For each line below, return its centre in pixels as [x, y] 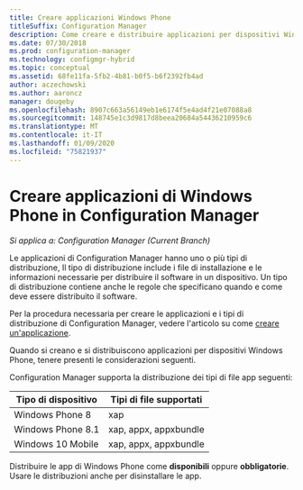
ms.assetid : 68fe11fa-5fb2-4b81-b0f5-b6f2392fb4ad [106, 77]
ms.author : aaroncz [46, 93]
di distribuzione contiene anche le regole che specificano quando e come [146, 286]
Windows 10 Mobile [56, 444]
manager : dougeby [42, 101]
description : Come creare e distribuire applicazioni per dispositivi [145, 34]
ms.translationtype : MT [54, 127]
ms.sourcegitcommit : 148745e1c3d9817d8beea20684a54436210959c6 [131, 118]
